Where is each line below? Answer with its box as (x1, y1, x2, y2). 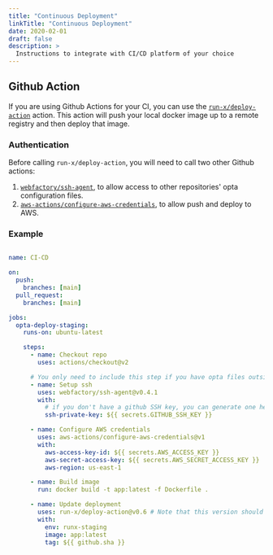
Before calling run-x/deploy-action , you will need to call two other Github (8, 158, 254, 168)
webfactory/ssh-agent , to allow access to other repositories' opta (19, 182, 238, 192)
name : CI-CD (8, 254, 49, 262)
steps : (23, 343, 45, 352)
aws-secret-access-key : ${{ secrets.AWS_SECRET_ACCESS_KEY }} (44, 456, 260, 464)
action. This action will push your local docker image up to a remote (32, 110, 259, 120)
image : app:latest (44, 531, 107, 539)
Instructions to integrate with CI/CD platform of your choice (15, 50, 234, 58)
